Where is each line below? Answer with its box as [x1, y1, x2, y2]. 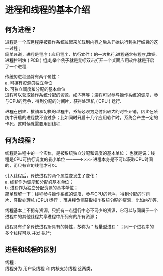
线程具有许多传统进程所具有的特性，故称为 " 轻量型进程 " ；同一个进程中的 [5, 223, 154, 229]
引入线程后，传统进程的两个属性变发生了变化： [5, 172, 98, 178]
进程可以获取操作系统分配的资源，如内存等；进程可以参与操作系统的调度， [5, 92, 154, 98]
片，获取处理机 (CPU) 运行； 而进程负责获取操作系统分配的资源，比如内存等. [5, 197, 158, 202]
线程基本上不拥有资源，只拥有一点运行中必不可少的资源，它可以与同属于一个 [5, 207, 158, 213]
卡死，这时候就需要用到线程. [5, 121, 62, 127]
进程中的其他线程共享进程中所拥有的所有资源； [5, 213, 98, 219]
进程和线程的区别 [5, 245, 56, 254]
